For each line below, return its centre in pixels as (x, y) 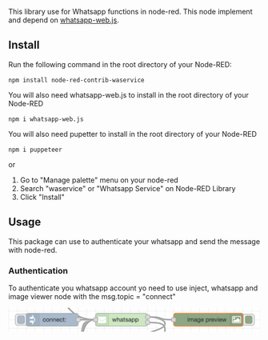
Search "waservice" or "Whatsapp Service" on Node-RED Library (128, 188)
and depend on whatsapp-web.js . (64, 20)
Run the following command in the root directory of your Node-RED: (120, 64)
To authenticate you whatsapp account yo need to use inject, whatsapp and (133, 288)
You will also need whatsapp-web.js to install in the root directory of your (129, 94)
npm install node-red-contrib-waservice (77, 80)
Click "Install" (42, 197)
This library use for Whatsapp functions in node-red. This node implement (130, 12)
